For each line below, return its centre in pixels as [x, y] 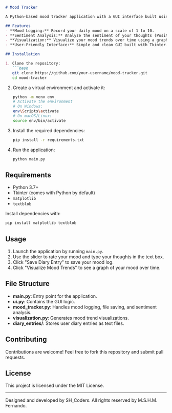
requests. [15, 357]
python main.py [29, 159]
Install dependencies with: [33, 214]
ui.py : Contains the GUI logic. [44, 301]
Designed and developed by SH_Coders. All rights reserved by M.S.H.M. [81, 400]
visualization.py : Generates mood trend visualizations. [71, 318]
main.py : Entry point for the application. [55, 296]
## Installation [23, 54]
